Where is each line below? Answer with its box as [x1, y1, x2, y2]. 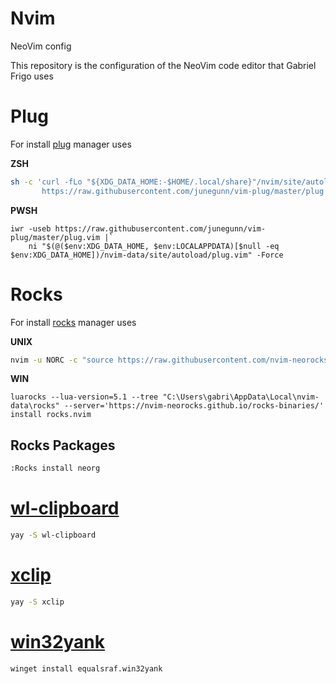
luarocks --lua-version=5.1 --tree [10, 392, 159, 402]
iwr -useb [10, 223, 52, 234]
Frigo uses [10, 70, 54, 82]
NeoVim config [10, 40, 72, 52]
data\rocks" [10, 401, 60, 411]
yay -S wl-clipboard [10, 530, 97, 541]
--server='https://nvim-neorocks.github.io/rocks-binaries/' [63, 401, 325, 411]
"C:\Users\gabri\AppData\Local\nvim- [162, 392, 320, 402]
